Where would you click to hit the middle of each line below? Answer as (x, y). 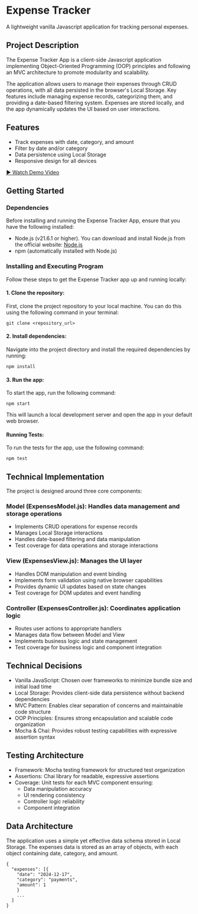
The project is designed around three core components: (74, 491)
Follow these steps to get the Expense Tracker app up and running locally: (96, 279)
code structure (33, 711)
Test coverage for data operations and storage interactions (86, 545)
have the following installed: (40, 227)
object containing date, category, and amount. (62, 853)
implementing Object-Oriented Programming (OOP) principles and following (98, 66)
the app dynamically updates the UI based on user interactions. (83, 109)
